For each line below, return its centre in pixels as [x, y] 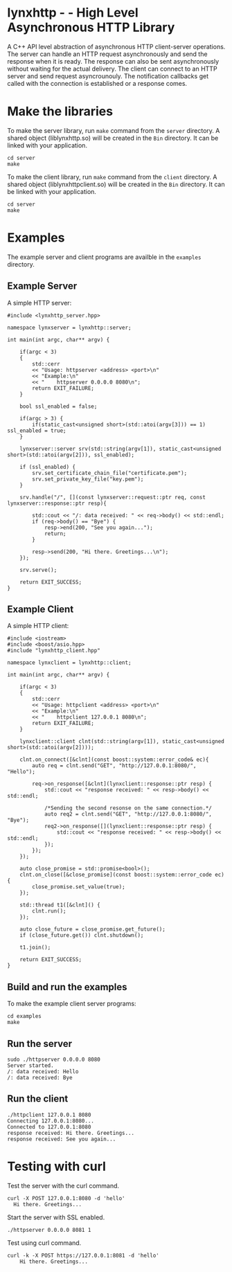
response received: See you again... [62, 1139]
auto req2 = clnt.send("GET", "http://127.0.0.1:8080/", [128, 814]
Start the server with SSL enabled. [56, 1217]
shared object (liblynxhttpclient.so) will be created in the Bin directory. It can [116, 184]
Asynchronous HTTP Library [91, 27]
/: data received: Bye [40, 1078]
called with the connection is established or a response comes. [97, 83]
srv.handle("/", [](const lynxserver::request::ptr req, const [113, 497]
